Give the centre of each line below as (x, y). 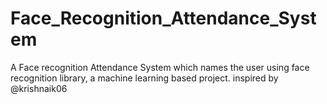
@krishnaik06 (39, 88)
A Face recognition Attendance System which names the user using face (160, 67)
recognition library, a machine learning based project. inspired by (144, 78)
